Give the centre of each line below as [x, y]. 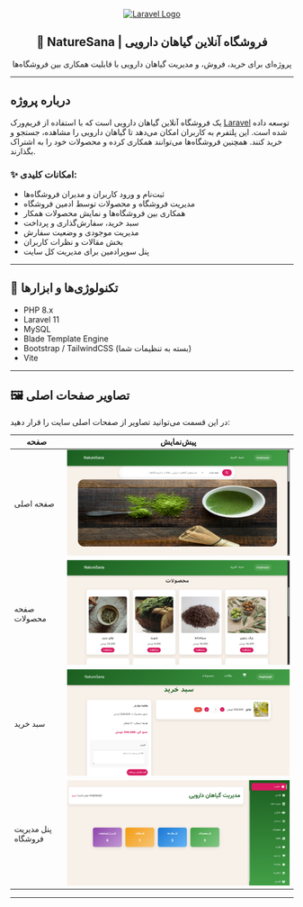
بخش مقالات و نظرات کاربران [73, 241]
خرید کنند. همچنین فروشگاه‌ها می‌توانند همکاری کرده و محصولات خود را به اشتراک [146, 141]
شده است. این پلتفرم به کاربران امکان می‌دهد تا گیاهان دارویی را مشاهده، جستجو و [149, 132]
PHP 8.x [38, 310]
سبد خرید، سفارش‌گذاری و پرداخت [81, 222]
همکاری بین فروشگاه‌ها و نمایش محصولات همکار [104, 213]
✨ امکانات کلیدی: [44, 174]
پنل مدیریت [33, 830]
